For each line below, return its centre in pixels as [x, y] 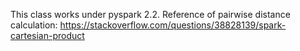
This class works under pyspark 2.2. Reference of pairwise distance [150, 14]
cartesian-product [47, 35]
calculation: [34, 25]
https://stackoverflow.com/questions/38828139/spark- [173, 25]
